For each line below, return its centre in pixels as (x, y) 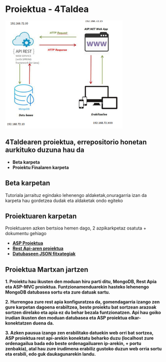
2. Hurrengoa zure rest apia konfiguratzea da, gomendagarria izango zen (82, 302)
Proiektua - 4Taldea (47, 9)
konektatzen (18, 323)
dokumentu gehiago (26, 233)
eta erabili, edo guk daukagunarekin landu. (50, 354)
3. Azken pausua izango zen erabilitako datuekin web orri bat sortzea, (79, 333)
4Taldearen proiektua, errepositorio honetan (76, 142)
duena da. (43, 323)
